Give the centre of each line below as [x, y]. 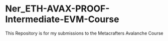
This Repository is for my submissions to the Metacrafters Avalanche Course [84, 33]
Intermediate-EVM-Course [62, 19]
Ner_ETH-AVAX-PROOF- [57, 9]
